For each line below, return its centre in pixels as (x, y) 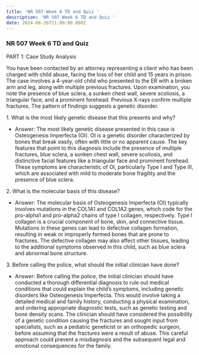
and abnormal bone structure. (51, 253)
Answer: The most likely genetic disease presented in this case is (95, 129)
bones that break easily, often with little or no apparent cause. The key (101, 142)
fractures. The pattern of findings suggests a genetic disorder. (83, 106)
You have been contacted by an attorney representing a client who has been (99, 68)
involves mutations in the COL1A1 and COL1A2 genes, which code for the (104, 209)
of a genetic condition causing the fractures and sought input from (96, 320)
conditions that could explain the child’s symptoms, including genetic (99, 288)
